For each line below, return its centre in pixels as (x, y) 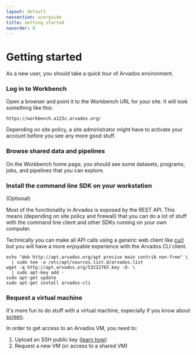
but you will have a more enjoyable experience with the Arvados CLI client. (97, 246)
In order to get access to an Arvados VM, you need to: (72, 328)
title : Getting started (35, 22)
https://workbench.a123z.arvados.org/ (54, 119)
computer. (19, 229)
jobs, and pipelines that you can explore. (55, 170)
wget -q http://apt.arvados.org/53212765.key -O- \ (71, 268)
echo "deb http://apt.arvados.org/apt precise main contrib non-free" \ (97, 257)
